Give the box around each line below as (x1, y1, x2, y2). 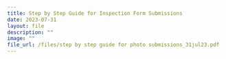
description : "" (7, 28, 54, 36)
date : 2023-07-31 (7, 16, 57, 23)
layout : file (7, 22, 45, 29)
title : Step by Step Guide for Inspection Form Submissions (7, 9, 183, 17)
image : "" (7, 35, 36, 42)
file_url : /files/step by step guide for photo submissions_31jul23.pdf (7, 41, 220, 48)
